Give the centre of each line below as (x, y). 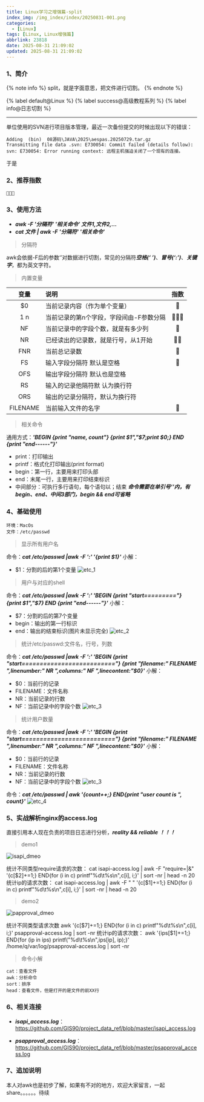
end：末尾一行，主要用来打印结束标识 (62, 479)
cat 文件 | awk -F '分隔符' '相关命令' (60, 231)
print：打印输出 (34, 456)
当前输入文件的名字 (73, 408)
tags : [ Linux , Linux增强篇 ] (40, 35)
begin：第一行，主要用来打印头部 (57, 471)
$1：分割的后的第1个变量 (46, 569)
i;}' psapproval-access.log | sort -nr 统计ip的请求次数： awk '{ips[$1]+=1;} (98, 933)
